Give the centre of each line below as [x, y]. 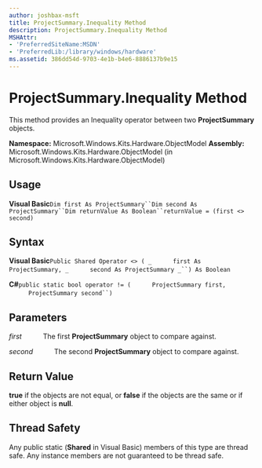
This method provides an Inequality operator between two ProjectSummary [132, 119]
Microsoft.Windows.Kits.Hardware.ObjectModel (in [91, 152]
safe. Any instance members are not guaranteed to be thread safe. [116, 455]
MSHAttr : [23, 37]
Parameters [38, 318]
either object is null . [41, 404]
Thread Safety [45, 428]
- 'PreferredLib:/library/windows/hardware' [83, 52]
